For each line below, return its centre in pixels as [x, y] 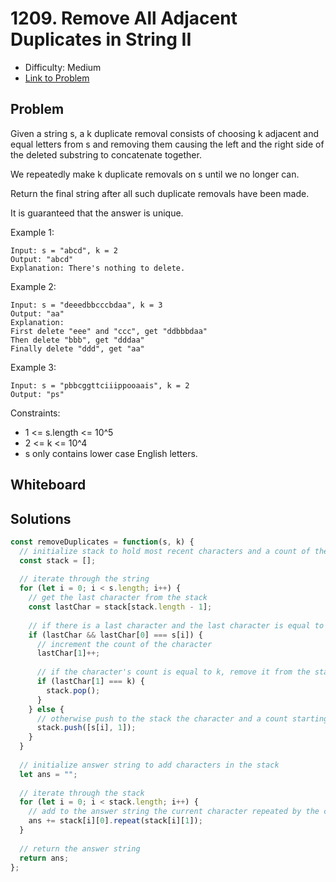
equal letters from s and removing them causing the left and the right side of [167, 144]
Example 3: [33, 367]
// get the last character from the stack [118, 598]
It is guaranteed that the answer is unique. [97, 213]
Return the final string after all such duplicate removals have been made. [160, 193]
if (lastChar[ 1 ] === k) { [90, 682]
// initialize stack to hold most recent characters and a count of [165, 551]
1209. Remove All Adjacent [124, 18]
